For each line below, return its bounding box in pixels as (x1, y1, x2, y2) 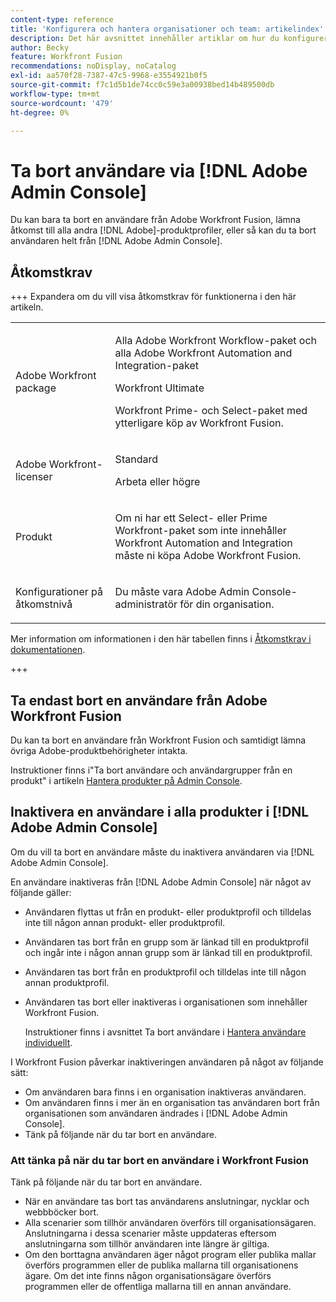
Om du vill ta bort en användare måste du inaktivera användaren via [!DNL (10, 846, 315, 858)
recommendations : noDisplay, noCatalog (10, 61, 177, 71)
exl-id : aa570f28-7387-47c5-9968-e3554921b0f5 (10, 71, 208, 81)
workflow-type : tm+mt (10, 89, 101, 99)
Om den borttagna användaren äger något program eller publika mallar (24, 1249, 317, 1261)
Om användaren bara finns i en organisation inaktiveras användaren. (24, 1086, 307, 1098)
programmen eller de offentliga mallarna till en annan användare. (24, 1281, 292, 1293)
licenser (15, 470, 53, 484)
